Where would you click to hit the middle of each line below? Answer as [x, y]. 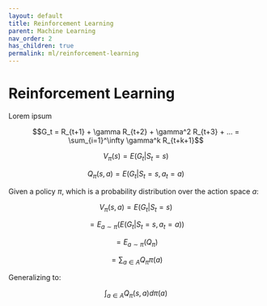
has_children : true [41, 46]
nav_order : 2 [30, 38]
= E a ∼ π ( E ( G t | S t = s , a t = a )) [137, 225]
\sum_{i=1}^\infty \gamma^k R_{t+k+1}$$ [136, 140]
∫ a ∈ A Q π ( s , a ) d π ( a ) [136, 294]
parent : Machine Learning [52, 31]
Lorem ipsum [30, 116]
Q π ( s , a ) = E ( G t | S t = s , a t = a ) [136, 174]
